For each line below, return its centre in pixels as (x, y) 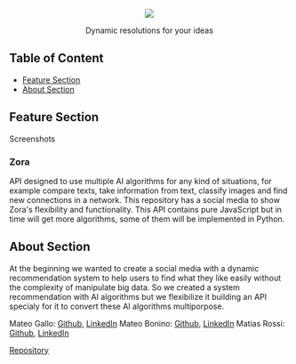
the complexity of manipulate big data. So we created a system (124, 287)
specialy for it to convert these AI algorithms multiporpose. (117, 306)
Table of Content (56, 58)
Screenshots (32, 139)
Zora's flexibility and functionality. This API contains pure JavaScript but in (146, 209)
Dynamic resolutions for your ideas (149, 30)
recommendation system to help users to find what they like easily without (145, 278)
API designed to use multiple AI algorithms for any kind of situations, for (141, 181)
